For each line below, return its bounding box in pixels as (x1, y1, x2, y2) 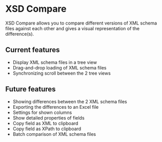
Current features (5, 45, 60, 54)
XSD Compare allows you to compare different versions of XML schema (5, 20, 157, 26)
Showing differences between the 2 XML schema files (12, 98, 127, 105)
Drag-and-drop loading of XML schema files (12, 64, 107, 70)
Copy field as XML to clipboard (12, 120, 78, 126)
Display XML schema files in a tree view (12, 59, 97, 65)
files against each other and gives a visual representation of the (5, 25, 140, 31)
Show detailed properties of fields (12, 114, 85, 121)
